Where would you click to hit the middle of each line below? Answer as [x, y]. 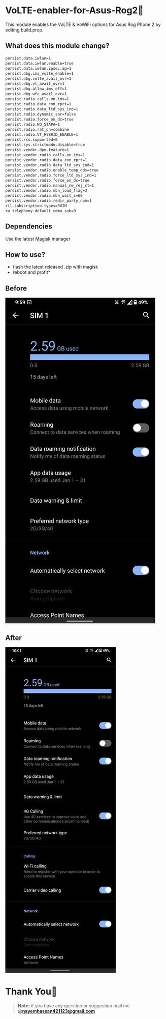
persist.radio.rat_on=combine [37, 129]
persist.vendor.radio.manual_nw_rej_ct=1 [50, 185]
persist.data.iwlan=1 [28, 58]
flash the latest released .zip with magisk [55, 267]
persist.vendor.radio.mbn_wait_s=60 [44, 195]
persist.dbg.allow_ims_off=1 [36, 89]
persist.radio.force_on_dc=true [39, 119]
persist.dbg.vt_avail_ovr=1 [35, 83]
